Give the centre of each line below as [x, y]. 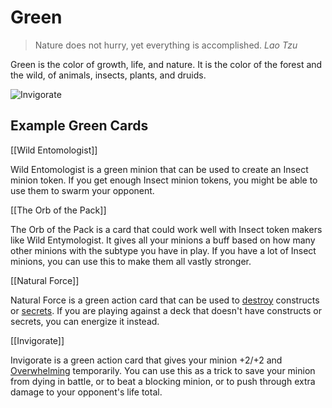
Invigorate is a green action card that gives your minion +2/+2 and [146, 360]
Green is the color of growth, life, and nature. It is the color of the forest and [166, 64]
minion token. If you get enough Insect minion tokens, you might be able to [164, 180]
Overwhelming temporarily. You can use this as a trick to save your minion [163, 370]
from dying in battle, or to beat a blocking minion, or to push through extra [163, 381]
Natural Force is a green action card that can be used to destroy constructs [165, 300]
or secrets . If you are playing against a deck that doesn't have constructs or [166, 310]
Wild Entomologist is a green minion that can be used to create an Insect [159, 169]
